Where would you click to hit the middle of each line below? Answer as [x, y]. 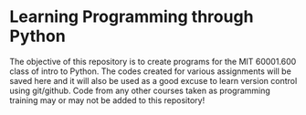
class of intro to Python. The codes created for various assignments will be [151, 71]
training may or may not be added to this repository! [107, 100]
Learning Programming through [132, 17]
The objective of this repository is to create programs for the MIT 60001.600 [153, 61]
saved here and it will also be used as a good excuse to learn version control [153, 80]
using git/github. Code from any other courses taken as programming [140, 90]
